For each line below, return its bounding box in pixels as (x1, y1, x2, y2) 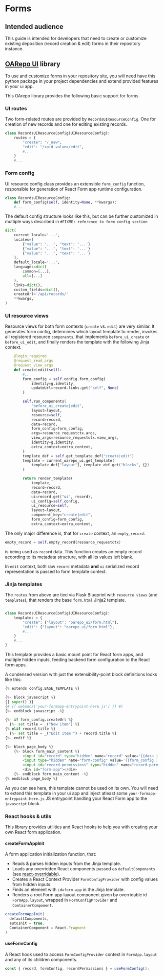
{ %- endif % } (5, 735, 32, 740)
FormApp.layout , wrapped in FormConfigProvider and (12, 897, 118, 903)
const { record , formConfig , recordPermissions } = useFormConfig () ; (5, 966, 150, 971)
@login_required (14, 354, 47, 359)
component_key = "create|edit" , (31, 512, 93, 518)
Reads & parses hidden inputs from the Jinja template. (12, 861, 121, 866)
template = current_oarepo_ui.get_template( (22, 458, 115, 463)
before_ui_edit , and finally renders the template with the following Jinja (5, 339, 150, 345)
